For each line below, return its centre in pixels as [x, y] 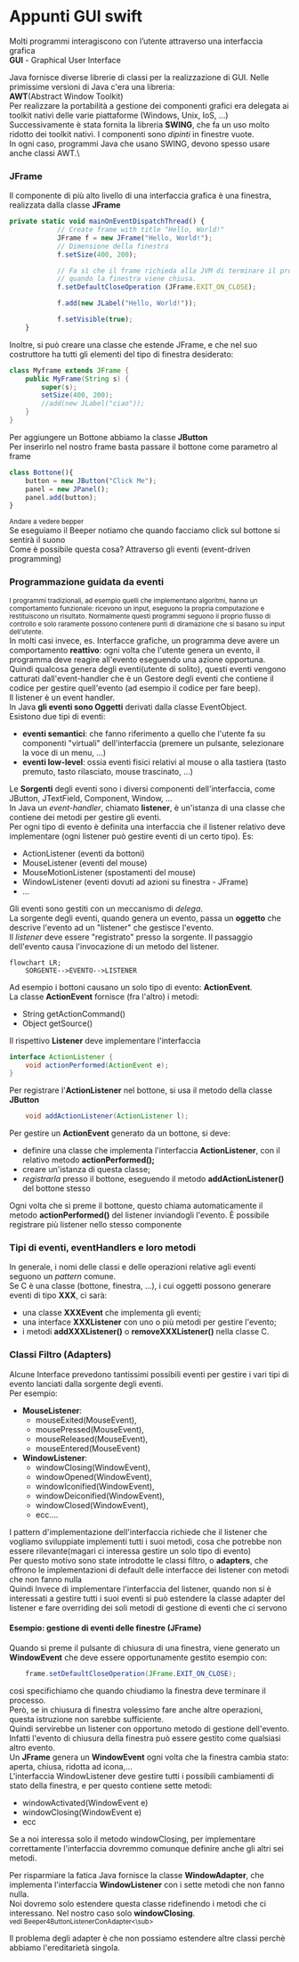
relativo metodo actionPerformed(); [89, 1160]
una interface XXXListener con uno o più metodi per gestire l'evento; [149, 1322]
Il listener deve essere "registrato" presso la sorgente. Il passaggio [131, 937]
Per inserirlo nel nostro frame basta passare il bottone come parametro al [144, 447]
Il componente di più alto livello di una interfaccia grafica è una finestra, [140, 196]
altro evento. [32, 1747]
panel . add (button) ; [61, 497]
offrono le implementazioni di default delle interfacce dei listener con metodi [149, 1570]
